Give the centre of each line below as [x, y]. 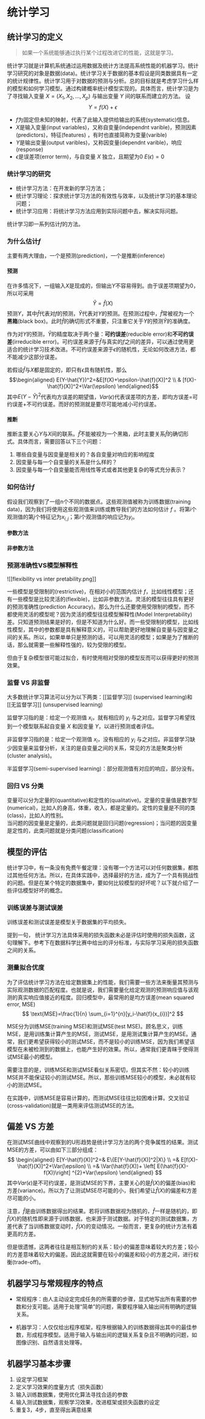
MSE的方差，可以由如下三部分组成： [53, 1150]
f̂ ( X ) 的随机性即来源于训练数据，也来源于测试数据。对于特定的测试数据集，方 [102, 1219]
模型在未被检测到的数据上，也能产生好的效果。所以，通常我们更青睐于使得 [100, 1049]
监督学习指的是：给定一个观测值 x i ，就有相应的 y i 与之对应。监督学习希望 [99, 718]
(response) [30, 149]
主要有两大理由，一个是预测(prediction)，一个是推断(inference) [86, 256]
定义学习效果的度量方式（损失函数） [61, 1387]
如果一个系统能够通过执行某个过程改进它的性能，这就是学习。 [99, 53]
